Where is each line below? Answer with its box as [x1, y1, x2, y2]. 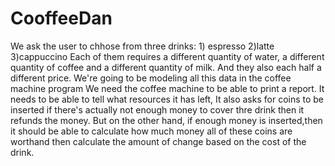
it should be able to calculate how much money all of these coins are [10, 125, 293, 137]
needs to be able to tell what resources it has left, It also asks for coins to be [10, 93, 325, 105]
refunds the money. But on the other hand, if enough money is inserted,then [10, 114, 323, 126]
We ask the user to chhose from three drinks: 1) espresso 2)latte [10, 40, 275, 52]
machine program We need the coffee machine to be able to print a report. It [10, 82, 325, 94]
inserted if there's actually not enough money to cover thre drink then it [10, 103, 305, 116]
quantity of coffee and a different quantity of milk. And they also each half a [10, 61, 322, 73]
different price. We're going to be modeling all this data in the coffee [10, 72, 292, 84]
